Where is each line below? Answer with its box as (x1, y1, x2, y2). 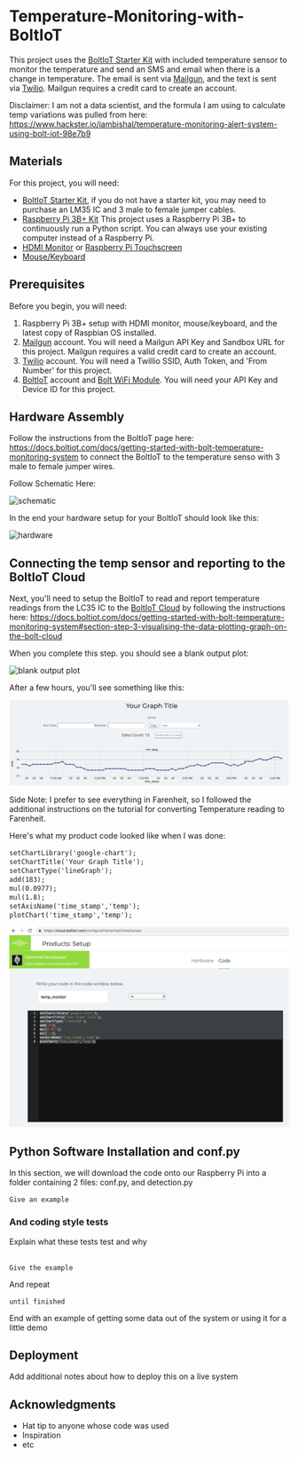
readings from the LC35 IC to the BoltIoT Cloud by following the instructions (9, 602, 286, 613)
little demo (9, 1322, 48, 1333)
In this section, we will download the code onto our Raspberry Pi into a (9, 1168, 267, 1178)
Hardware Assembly (9, 409, 125, 424)
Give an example (9, 1195, 69, 1204)
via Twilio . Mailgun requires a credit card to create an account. (9, 83, 238, 93)
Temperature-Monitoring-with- (9, 6, 245, 27)
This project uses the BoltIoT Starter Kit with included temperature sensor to (9, 54, 287, 65)
